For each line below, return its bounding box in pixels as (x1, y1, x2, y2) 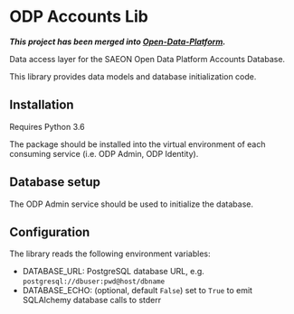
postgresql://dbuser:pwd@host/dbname (22, 277, 166, 286)
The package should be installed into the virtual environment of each (9, 138, 266, 150)
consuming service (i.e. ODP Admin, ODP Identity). (9, 148, 199, 159)
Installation (9, 97, 74, 113)
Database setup (9, 174, 101, 190)
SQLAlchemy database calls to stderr (22, 295, 161, 306)
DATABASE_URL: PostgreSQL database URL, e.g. (22, 266, 205, 277)
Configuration (9, 224, 90, 240)
